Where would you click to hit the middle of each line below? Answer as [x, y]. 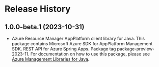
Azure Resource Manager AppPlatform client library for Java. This [78, 38]
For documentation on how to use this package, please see [90, 54]
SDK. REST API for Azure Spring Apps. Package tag [64, 49]
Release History [38, 9]
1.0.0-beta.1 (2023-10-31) [44, 27]
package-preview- [136, 49]
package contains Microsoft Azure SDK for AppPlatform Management [82, 44]
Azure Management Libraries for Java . [51, 59]
